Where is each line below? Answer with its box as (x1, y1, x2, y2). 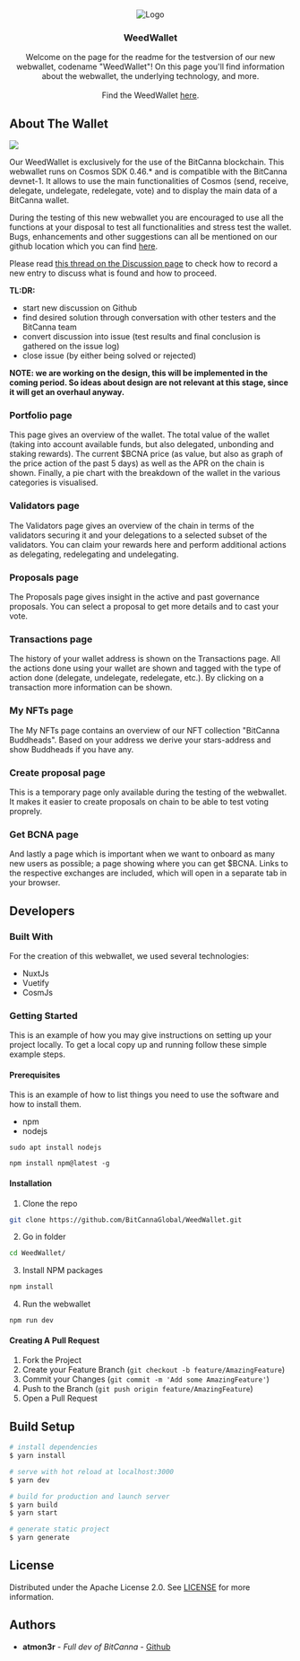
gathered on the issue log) (21, 341, 120, 352)
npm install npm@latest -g (9, 1159, 110, 1168)
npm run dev (9, 1316, 54, 1325)
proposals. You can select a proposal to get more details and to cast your (9, 602, 279, 611)
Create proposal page (9, 766, 106, 778)
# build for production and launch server (9, 1491, 170, 1501)
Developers (9, 903, 75, 918)
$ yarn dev (9, 1475, 50, 1485)
